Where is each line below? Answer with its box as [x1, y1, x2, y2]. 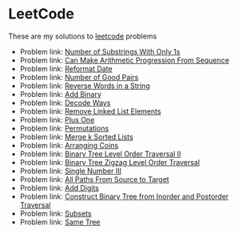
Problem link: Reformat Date [19, 63, 113, 73]
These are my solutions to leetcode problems [8, 31, 157, 41]
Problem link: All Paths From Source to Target [19, 174, 169, 184]
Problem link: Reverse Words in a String [19, 81, 150, 91]
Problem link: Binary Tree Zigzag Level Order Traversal [19, 157, 200, 167]
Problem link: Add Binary [19, 89, 102, 99]
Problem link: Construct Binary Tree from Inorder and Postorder [19, 192, 229, 201]
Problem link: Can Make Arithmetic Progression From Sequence [19, 55, 230, 65]
